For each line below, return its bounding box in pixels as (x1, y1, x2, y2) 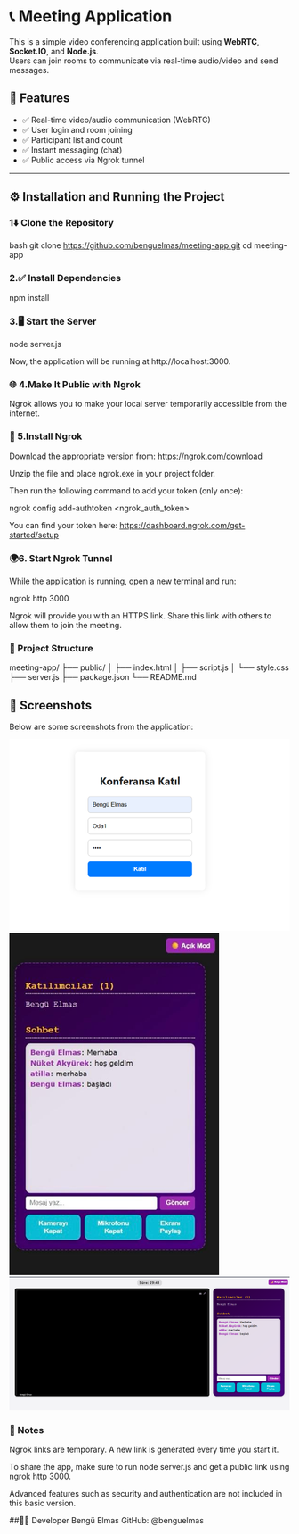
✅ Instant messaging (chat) (21, 145, 123, 155)
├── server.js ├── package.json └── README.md (9, 672, 198, 683)
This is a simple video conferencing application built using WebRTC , (9, 36, 260, 46)
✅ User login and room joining (21, 124, 133, 135)
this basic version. (9, 1497, 77, 1509)
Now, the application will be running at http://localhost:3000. (9, 356, 231, 367)
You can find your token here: (9, 519, 118, 530)
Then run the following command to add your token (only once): (9, 485, 244, 496)
